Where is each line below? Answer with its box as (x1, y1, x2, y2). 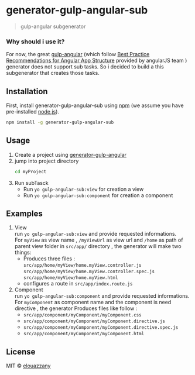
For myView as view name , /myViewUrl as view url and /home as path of (14, 236, 183, 243)
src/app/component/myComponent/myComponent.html (23, 331, 145, 337)
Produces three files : (23, 255, 75, 262)
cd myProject (14, 168, 47, 174)
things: (14, 249, 32, 256)
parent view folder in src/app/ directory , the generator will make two (14, 243, 182, 250)
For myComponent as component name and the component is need (14, 299, 172, 306)
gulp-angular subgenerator (20, 23, 86, 30)
